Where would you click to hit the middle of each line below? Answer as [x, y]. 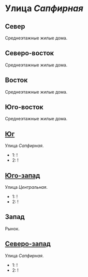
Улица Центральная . [26, 187]
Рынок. [12, 228]
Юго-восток [24, 107]
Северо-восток [29, 53]
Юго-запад [22, 175]
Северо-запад [28, 244]
